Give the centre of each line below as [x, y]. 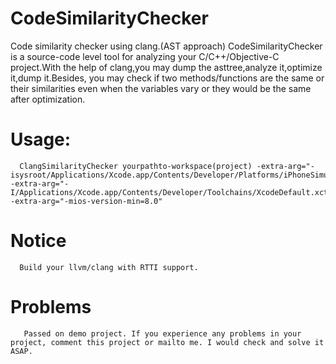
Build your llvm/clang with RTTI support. [109, 267]
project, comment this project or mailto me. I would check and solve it [167, 342]
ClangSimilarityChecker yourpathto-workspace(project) [136, 166]
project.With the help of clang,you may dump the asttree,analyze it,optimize [166, 67]
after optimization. [48, 99]
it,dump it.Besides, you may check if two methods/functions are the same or [167, 78]
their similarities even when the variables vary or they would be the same [161, 88]
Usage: [41, 139]
